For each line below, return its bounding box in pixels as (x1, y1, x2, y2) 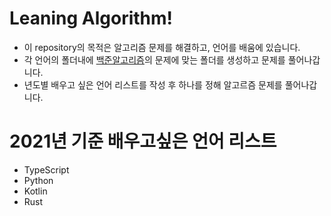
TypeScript (23, 163, 70, 176)
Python (23, 174, 54, 186)
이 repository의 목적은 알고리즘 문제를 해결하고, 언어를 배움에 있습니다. (23, 41, 301, 53)
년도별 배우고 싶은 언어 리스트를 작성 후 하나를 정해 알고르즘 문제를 (23, 78, 283, 91)
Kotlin (23, 185, 48, 197)
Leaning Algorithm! (9, 7, 174, 30)
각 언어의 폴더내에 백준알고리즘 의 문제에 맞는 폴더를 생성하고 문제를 (23, 53, 286, 66)
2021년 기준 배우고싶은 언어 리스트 (9, 130, 277, 153)
